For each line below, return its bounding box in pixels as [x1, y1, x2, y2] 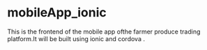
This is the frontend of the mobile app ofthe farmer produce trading [7, 27, 201, 36]
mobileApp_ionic [7, 5, 107, 21]
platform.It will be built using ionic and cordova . [7, 34, 145, 42]
